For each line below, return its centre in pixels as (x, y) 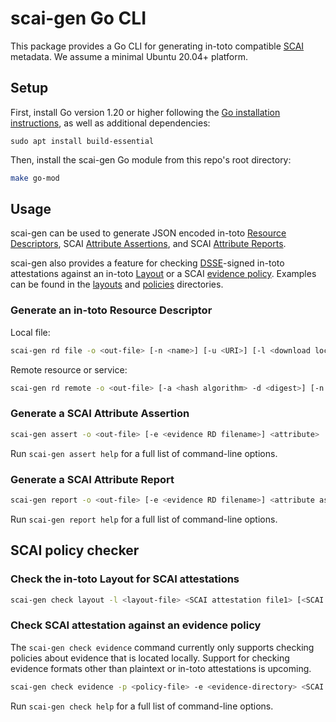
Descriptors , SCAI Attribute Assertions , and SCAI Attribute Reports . (148, 244)
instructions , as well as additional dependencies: (110, 123)
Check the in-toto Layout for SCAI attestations (125, 579)
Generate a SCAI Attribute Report (92, 479)
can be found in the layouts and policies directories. (117, 284)
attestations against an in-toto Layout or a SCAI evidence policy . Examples (163, 274)
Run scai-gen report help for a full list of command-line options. (144, 519)
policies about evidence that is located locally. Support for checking (150, 658)
